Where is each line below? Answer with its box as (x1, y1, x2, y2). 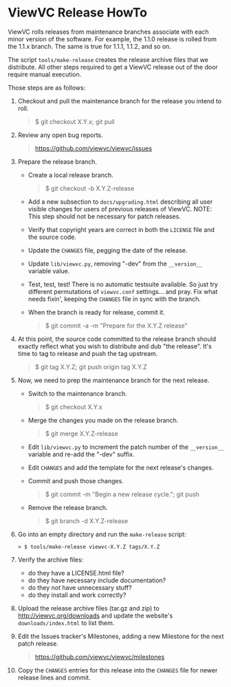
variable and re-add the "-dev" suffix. (27, 450, 135, 458)
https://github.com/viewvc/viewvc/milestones (34, 653, 165, 661)
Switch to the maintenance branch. (27, 389, 127, 397)
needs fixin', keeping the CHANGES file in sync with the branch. (27, 295, 201, 303)
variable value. (27, 266, 70, 275)
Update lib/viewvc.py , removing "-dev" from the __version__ (27, 260, 203, 268)
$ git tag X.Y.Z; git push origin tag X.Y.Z (34, 363, 147, 371)
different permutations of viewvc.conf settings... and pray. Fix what (27, 287, 218, 295)
